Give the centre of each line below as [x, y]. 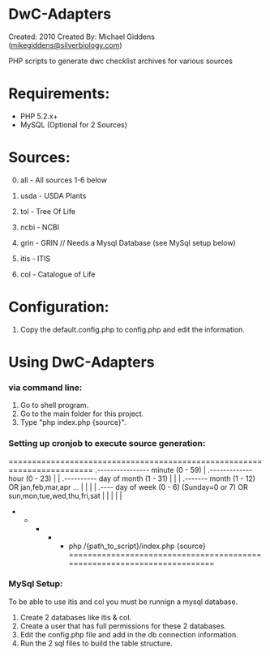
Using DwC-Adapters [81, 362]
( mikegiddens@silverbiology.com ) [66, 45]
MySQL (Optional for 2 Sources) [74, 124]
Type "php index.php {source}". [73, 422]
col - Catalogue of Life [58, 274]
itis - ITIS [35, 258]
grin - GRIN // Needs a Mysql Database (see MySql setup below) [128, 242]
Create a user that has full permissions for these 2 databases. [123, 626]
